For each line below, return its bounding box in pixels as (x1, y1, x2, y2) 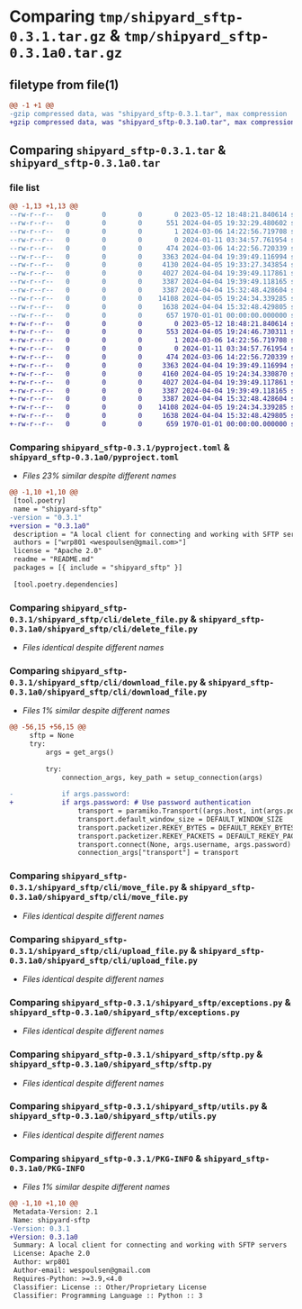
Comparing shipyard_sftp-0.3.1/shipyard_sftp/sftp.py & (9, 1048, 263, 1060)
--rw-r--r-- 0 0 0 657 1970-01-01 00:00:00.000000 (9, 311, 288, 320)
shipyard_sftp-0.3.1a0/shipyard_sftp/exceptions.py (9, 1007, 241, 1017)
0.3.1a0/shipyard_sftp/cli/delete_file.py (9, 623, 198, 634)
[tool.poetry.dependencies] (13, 579, 119, 589)
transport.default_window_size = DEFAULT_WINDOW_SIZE (77, 814, 283, 823)
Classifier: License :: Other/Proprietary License (13, 1282, 207, 1292)
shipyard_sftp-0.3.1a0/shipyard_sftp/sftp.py (9, 1059, 213, 1069)
